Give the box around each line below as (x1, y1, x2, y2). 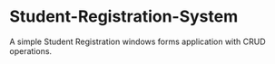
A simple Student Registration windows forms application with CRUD (9, 36, 266, 47)
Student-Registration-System (9, 6, 239, 27)
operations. (9, 45, 53, 56)
